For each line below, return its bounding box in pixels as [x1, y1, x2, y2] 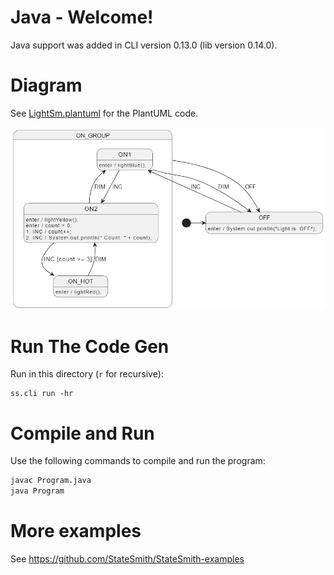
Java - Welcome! [10, 6, 154, 29]
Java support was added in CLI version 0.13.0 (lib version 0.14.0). [10, 39, 278, 51]
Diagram [10, 74, 83, 97]
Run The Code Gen [10, 335, 170, 358]
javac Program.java [10, 476, 92, 486]
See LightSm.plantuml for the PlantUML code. [10, 107, 199, 119]
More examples [10, 520, 142, 543]
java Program [10, 486, 65, 496]
